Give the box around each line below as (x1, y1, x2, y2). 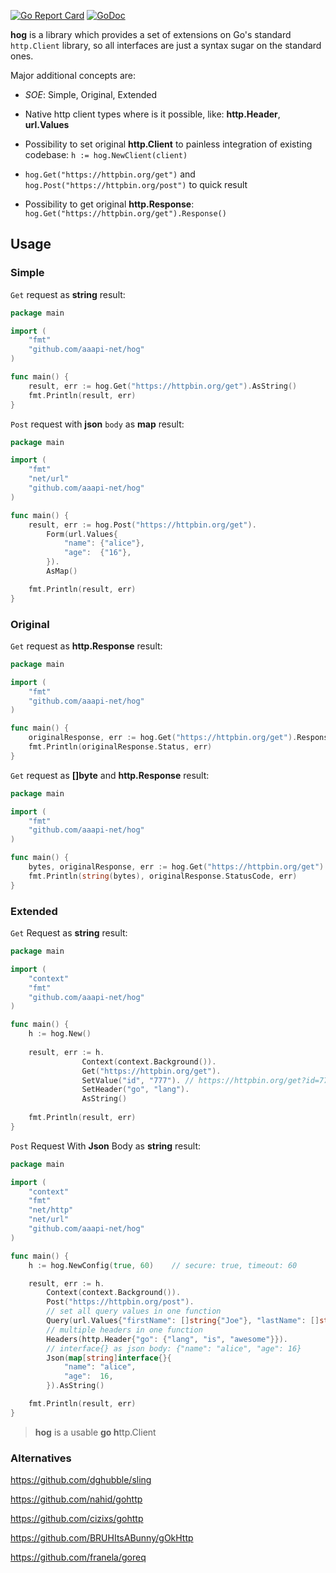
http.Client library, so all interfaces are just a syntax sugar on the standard (10, 40, 322, 51)
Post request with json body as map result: (10, 418, 185, 430)
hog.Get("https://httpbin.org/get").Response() (24, 209, 227, 219)
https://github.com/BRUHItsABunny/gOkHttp (10, 1532, 194, 1544)
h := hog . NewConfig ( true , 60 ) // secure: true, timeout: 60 (28, 1260, 298, 1270)
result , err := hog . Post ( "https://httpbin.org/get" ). (28, 520, 257, 530)
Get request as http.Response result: (10, 640, 163, 652)
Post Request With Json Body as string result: (10, 1140, 202, 1152)
